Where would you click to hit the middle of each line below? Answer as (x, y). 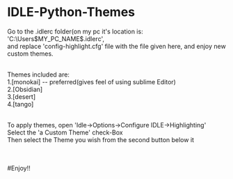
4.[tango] (21, 104)
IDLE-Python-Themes (71, 12)
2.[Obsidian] (25, 89)
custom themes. (30, 54)
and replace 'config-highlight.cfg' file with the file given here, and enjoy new (116, 46)
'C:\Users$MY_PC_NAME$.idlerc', (56, 38)
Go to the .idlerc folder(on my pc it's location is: (75, 31)
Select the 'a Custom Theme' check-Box (65, 132)
